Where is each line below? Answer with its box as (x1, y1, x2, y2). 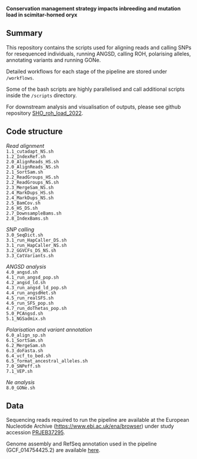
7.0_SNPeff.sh (6, 363, 41, 369)
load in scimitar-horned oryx (6, 11, 78, 18)
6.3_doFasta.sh (6, 348, 44, 354)
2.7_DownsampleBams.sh (6, 210, 62, 216)
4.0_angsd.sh (6, 269, 38, 275)
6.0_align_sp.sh (6, 332, 46, 338)
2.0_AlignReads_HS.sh (6, 158, 59, 164)
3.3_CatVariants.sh (6, 253, 54, 259)
